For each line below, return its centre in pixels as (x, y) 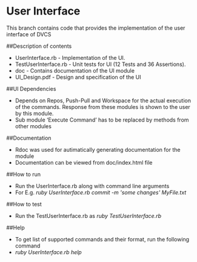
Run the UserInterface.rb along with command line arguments (92, 186)
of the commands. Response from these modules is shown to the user (103, 106)
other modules (33, 126)
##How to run (24, 174)
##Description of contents (39, 46)
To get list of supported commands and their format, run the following (102, 239)
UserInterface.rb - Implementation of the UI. (70, 57)
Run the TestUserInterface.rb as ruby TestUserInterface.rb (88, 215)
